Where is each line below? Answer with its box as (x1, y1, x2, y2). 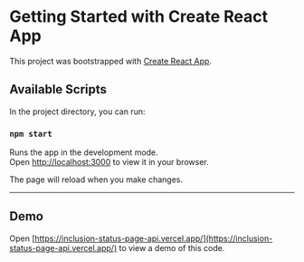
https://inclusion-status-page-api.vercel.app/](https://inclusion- (34, 233, 273, 244)
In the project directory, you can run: (9, 106, 146, 117)
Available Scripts (9, 82, 107, 97)
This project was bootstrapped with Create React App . (9, 55, 213, 66)
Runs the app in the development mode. (9, 147, 158, 158)
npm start (9, 129, 52, 139)
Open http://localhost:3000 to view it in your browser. (9, 157, 210, 168)
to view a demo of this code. (119, 242, 225, 253)
